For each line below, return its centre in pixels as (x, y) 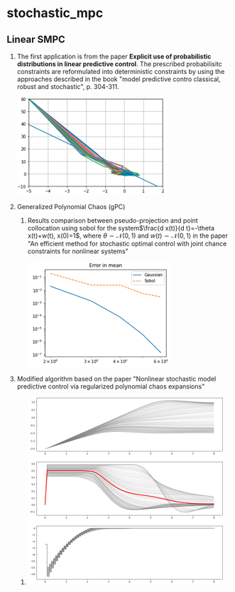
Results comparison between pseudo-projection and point (113, 221)
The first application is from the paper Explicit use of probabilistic (114, 56)
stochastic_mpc (55, 13)
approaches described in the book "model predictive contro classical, (119, 79)
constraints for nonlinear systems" (78, 251)
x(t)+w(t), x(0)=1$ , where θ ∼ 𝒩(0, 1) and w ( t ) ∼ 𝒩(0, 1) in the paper (128, 236)
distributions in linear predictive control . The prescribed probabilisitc (120, 64)
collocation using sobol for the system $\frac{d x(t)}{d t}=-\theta (121, 228)
